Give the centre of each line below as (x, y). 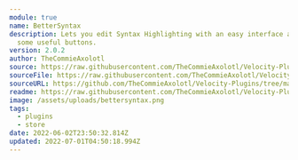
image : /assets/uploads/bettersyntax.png (87, 100)
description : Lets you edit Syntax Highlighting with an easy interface (146, 34)
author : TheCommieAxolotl (57, 59)
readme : (24, 92)
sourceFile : (31, 76)
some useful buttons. (57, 42)
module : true (33, 17)
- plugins (35, 116)
